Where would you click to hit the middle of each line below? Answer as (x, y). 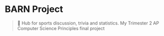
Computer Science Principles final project (61, 28)
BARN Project (34, 9)
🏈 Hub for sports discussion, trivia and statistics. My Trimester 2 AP (88, 23)
